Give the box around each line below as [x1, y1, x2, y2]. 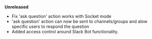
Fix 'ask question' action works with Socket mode [11, 13, 112, 19]
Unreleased [4, 4, 29, 10]
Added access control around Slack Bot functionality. [11, 29, 119, 34]
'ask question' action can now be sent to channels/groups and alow [11, 19, 148, 24]
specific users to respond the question [11, 24, 90, 29]
